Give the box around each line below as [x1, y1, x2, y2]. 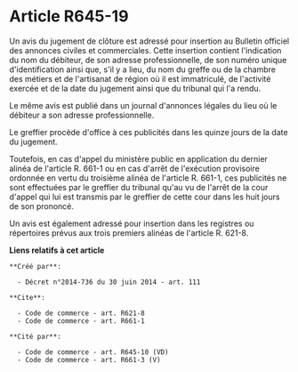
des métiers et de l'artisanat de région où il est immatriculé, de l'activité [9, 73, 271, 84]
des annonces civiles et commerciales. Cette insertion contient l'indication [9, 44, 282, 55]
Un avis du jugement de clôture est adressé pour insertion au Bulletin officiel [9, 36, 290, 46]
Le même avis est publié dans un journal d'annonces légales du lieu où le [9, 100, 278, 110]
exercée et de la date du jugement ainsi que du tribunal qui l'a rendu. [9, 83, 262, 93]
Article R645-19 [9, 6, 129, 27]
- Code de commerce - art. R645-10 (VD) [17, 347, 169, 357]
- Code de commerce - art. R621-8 [17, 309, 145, 318]
